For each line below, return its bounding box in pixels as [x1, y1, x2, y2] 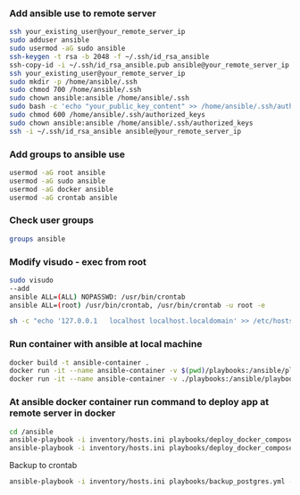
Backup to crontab [9, 460, 78, 471]
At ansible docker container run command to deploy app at [9, 396, 270, 408]
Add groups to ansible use [9, 148, 125, 161]
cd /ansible [9, 427, 54, 436]
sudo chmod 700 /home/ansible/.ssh [9, 86, 142, 95]
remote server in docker [9, 407, 116, 419]
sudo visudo [9, 276, 54, 285]
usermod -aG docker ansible [9, 185, 114, 194]
